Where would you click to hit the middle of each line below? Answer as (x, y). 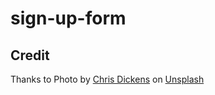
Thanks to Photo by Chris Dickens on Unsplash (107, 79)
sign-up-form (68, 18)
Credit (30, 55)
